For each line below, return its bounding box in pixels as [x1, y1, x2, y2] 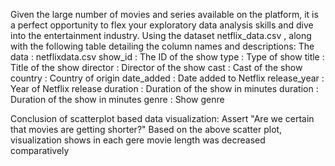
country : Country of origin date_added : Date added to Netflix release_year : [10, 72, 325, 84]
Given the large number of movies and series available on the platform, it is [10, 9, 319, 20]
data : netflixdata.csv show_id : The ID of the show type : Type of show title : [10, 51, 325, 63]
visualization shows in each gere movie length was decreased [10, 134, 266, 146]
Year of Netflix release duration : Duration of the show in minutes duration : [10, 83, 319, 94]
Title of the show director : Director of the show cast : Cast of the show [10, 62, 303, 73]
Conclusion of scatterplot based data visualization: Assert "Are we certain [10, 113, 315, 124]
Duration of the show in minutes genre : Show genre [10, 94, 225, 105]
